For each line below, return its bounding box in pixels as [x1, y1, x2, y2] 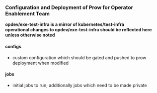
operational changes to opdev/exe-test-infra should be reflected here [5, 27, 152, 33]
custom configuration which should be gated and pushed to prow [12, 54, 147, 61]
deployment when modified [12, 60, 69, 66]
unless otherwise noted [5, 32, 55, 38]
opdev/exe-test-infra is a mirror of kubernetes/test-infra [5, 21, 124, 27]
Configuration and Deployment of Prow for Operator [5, 4, 133, 11]
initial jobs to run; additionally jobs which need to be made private [12, 82, 148, 88]
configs [5, 43, 21, 49]
